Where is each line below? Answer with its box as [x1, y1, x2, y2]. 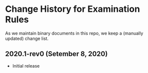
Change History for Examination [5, 3, 140, 15]
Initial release [12, 63, 40, 69]
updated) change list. [5, 36, 49, 41]
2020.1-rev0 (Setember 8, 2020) [5, 50, 108, 58]
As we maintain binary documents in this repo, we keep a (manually [5, 30, 144, 36]
